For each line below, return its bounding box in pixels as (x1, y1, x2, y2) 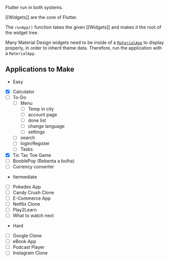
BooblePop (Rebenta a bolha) (12, 158, 75, 164)
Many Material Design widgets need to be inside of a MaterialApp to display (5, 39, 164, 45)
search (20, 135, 35, 141)
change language (28, 123, 65, 129)
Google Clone (12, 232, 42, 239)
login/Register (20, 140, 50, 147)
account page (28, 112, 58, 118)
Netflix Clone (12, 201, 40, 207)
